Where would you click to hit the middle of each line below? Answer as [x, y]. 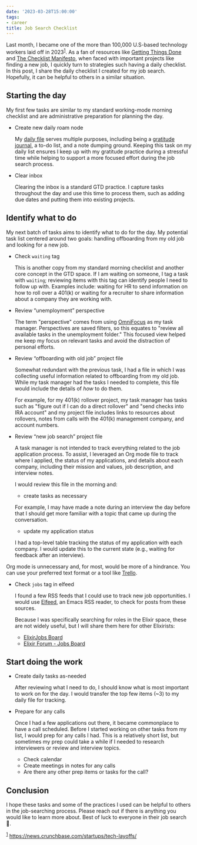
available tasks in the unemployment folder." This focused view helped [100, 334]
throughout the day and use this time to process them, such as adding [99, 193]
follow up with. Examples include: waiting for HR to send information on [101, 286]
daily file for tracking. [40, 700]
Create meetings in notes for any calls [69, 766]
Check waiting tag [37, 256]
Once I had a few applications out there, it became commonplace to [97, 723]
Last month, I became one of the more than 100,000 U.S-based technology [97, 45]
